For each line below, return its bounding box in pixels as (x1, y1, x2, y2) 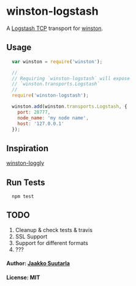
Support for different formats (15, 239, 89, 246)
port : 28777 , (17, 109, 51, 115)
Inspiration (6, 143, 49, 154)
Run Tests (6, 177, 45, 187)
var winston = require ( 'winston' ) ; (12, 58, 103, 65)
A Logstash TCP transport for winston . (6, 24, 104, 32)
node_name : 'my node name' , (17, 115, 89, 121)
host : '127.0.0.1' (17, 121, 64, 127)
